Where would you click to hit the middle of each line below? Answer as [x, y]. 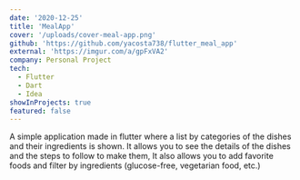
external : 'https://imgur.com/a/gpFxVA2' [89, 52]
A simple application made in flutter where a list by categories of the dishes [150, 136]
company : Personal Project [60, 60]
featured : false [40, 111]
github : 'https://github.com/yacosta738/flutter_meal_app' [124, 43]
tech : [20, 69]
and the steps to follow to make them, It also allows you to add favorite [142, 156]
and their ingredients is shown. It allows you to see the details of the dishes [150, 146]
